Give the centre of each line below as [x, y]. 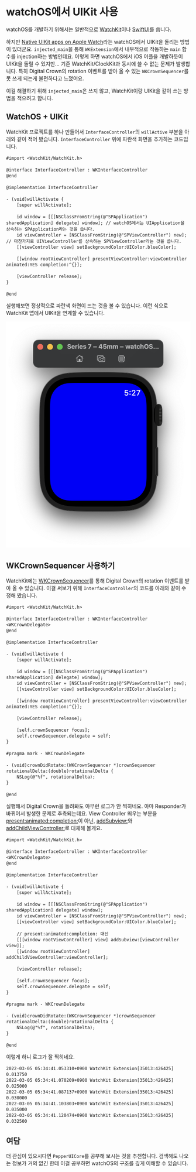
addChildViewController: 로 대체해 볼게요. [54, 828]
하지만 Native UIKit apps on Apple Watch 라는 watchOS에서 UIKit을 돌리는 [92, 42]
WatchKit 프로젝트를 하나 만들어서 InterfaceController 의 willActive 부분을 [94, 132]
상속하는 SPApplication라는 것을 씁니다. [51, 229]
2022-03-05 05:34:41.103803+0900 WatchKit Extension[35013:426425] [90, 1104]
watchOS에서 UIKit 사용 [62, 12]
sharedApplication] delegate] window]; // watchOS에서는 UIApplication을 [95, 223]
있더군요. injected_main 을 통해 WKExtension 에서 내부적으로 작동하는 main [96, 49]
